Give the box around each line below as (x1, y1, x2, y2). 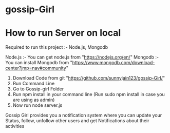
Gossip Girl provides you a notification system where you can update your (5, 112, 162, 119)
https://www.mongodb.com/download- (72, 60, 155, 66)
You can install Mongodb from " (5, 60, 73, 66)
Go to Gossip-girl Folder (12, 86, 64, 92)
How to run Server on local (5, 27, 121, 39)
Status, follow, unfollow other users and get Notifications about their (5, 118, 149, 124)
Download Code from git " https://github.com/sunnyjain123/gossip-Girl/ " (12, 75, 165, 81)
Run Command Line (12, 81, 55, 87)
